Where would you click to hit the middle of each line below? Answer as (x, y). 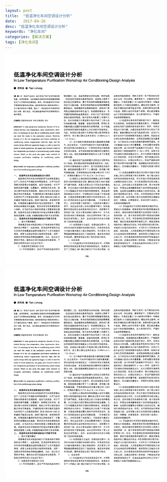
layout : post (19, 10)
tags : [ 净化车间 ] (22, 42)
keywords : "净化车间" (26, 32)
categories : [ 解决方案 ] (28, 37)
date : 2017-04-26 (25, 21)
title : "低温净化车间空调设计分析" (39, 16)
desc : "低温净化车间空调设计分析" (36, 26)
